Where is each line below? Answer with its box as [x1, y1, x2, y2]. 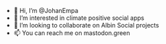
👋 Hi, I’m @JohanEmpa [13, 7, 79, 14]
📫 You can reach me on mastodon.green [13, 29, 130, 37]
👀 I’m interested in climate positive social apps [13, 14, 145, 22]
